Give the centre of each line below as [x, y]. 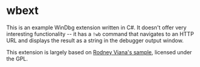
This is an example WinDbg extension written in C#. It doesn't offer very [96, 27]
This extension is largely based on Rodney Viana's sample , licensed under [99, 52]
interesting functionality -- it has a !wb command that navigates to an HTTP [100, 33]
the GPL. [17, 58]
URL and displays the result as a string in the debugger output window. [95, 40]
